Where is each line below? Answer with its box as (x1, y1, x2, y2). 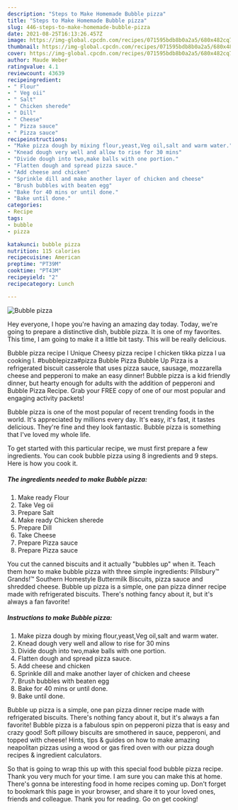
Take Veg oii (17, 501, 54, 509)
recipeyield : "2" (7, 274, 59, 281)
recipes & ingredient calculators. (7, 750, 102, 759)
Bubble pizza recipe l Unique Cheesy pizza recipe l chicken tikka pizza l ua (7, 348, 225, 357)
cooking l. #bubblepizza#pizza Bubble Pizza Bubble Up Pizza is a (7, 356, 198, 365)
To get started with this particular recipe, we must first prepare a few (7, 444, 208, 453)
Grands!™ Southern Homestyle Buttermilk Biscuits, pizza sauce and (7, 575, 203, 583)
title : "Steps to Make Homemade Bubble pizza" (7, 17, 147, 24)
